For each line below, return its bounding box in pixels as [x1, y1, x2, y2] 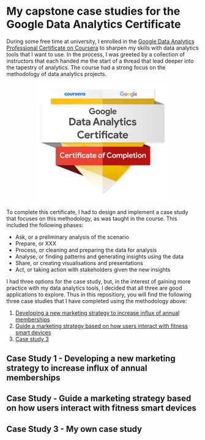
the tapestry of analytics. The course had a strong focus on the [6, 63, 166, 71]
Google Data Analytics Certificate [6, 17, 181, 31]
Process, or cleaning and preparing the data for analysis [15, 247, 157, 254]
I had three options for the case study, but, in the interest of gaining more [6, 278, 191, 285]
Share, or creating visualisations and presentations [15, 260, 144, 267]
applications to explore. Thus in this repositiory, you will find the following [6, 291, 192, 298]
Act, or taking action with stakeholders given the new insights [15, 266, 171, 274]
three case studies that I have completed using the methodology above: [6, 298, 187, 305]
